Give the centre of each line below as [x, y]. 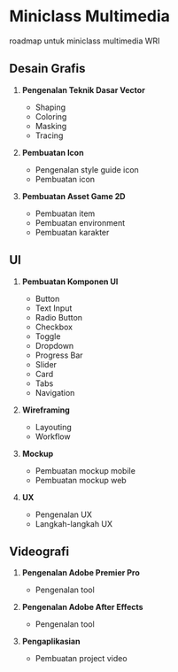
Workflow [53, 436]
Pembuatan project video [81, 659]
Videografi [39, 551]
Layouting [54, 427]
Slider [46, 364]
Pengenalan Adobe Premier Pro [81, 573]
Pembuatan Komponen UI [70, 282]
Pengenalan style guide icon [87, 169]
